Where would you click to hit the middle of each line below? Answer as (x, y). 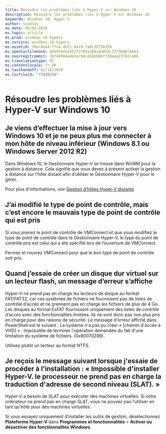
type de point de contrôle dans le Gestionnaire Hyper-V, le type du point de (82, 238)
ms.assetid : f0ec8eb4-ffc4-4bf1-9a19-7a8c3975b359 (58, 47)
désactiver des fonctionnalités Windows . (48, 427)
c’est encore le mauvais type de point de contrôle (83, 213)
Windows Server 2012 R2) (46, 152)
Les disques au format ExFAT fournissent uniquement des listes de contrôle (82, 309)
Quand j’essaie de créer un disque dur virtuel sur (82, 274)
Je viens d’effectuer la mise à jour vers (66, 128)
